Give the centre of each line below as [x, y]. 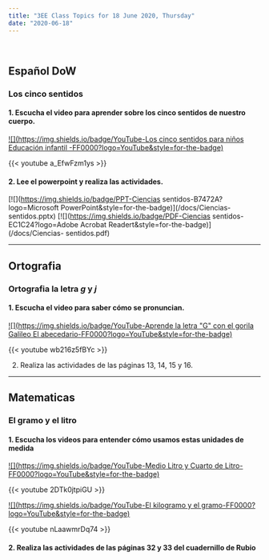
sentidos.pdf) [88, 234]
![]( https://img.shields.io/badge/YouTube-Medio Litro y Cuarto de [116, 466]
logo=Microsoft [34, 208]
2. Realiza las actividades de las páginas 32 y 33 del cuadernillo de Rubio [132, 547]
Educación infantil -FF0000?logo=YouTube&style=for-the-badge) [116, 148]
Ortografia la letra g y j [53, 289]
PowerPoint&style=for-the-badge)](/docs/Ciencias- [146, 208]
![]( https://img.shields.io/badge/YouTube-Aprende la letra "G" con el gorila [131, 326]
